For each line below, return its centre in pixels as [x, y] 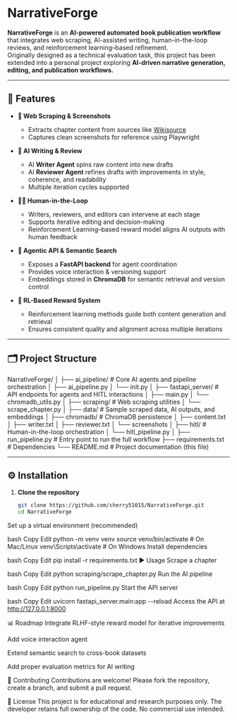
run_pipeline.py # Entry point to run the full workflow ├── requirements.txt [116, 439]
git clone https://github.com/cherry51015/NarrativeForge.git [111, 505]
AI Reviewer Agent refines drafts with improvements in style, [117, 172]
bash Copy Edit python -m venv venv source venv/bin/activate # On [106, 539]
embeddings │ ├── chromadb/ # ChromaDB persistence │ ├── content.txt [117, 416]
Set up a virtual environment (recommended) [73, 526]
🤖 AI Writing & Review [50, 150]
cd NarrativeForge [44, 512]
